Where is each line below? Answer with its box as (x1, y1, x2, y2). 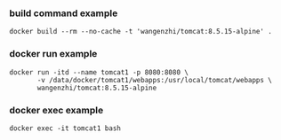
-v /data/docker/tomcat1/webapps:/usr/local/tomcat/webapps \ (36, 75, 273, 84)
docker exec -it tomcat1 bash (9, 123, 122, 133)
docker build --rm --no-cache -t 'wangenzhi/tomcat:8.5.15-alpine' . (9, 27, 273, 36)
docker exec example (9, 104, 104, 116)
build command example (9, 7, 118, 19)
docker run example (9, 48, 98, 60)
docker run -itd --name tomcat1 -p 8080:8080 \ (9, 67, 189, 77)
